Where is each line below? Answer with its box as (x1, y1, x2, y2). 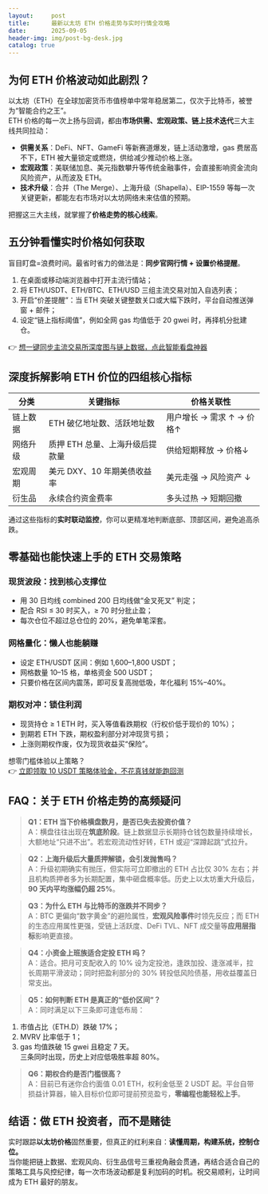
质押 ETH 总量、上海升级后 (49, 438, 149, 449)
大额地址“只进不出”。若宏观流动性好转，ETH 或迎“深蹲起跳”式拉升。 (27, 837, 253, 846)
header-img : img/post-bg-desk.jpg (8, 34, 124, 42)
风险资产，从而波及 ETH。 (19, 173, 106, 182)
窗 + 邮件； (19, 305, 57, 314)
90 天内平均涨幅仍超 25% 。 (27, 884, 120, 893)
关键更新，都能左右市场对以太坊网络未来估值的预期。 (19, 193, 195, 202)
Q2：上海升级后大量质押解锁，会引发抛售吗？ (27, 853, 178, 864)
